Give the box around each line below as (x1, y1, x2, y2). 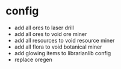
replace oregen (14, 56, 52, 63)
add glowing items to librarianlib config (14, 49, 111, 56)
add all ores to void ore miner (14, 30, 87, 37)
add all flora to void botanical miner (14, 43, 102, 50)
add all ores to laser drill (14, 24, 75, 31)
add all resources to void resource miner (14, 37, 115, 44)
